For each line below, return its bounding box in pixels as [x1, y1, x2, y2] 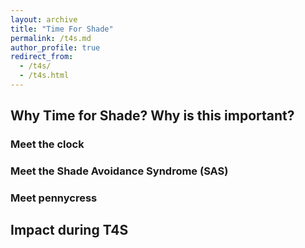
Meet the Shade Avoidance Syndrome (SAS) [10, 164, 229, 178]
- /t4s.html [19, 71, 70, 81]
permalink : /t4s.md [10, 33, 92, 43]
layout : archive [10, 14, 78, 25]
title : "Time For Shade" [10, 24, 114, 34]
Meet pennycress [10, 191, 98, 205]
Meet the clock [10, 137, 85, 151]
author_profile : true [10, 42, 101, 53]
